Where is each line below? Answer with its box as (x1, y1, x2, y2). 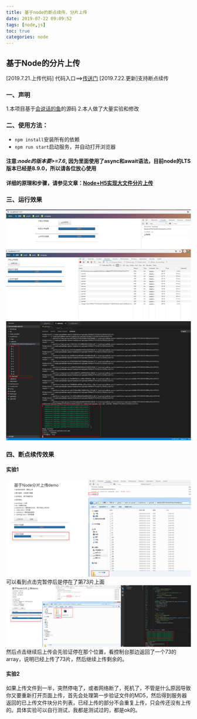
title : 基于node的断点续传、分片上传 (6, 9, 88, 15)
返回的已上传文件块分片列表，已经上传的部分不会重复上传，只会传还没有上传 (6, 699, 191, 706)
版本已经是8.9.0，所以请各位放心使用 (6, 165, 97, 172)
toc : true (6, 28, 30, 34)
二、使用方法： (6, 121, 49, 130)
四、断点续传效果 (6, 450, 55, 458)
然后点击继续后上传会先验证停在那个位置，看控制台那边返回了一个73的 (6, 648, 177, 656)
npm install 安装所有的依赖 (14, 135, 80, 143)
